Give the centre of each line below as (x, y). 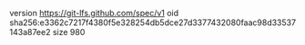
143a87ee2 (30, 32)
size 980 (69, 32)
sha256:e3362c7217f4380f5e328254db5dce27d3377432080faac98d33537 (153, 22)
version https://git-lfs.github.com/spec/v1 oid (94, 13)
